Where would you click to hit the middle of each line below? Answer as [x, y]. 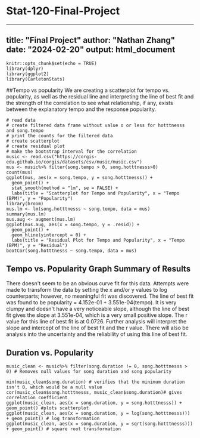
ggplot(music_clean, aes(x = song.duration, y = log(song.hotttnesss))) [98, 414]
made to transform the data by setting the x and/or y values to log [87, 289]
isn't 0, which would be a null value [54, 387]
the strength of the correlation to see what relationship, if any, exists [90, 103]
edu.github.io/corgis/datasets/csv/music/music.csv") [74, 162]
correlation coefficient [37, 398]
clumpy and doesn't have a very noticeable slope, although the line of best [98, 309]
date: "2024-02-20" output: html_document [91, 50]
